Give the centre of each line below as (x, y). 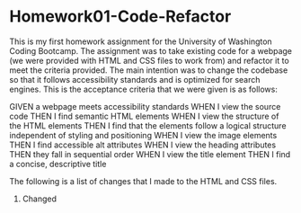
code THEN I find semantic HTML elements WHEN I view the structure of (144, 116)
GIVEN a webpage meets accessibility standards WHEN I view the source (145, 106)
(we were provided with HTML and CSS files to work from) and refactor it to (149, 60)
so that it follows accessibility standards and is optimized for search (135, 79)
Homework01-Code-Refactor (120, 17)
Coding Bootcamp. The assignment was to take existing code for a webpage (151, 50)
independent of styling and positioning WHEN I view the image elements (143, 135)
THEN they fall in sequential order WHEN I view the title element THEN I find (150, 154)
